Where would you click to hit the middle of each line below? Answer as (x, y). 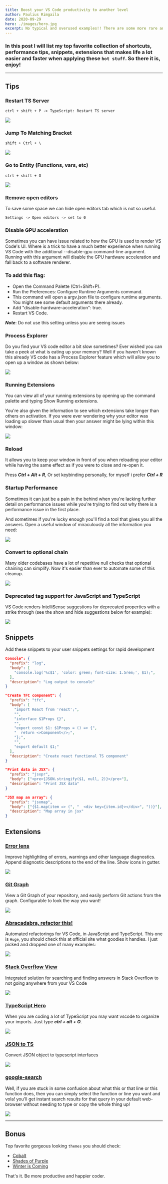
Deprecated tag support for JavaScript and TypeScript (73, 596)
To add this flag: (25, 275)
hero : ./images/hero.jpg (31, 24)
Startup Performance (31, 488)
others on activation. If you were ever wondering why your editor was (77, 416)
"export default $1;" (36, 746)
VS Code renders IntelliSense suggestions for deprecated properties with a (82, 607)
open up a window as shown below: (42, 362)
